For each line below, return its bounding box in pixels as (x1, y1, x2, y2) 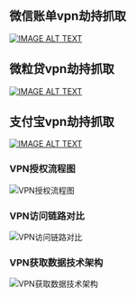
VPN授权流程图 (9, 163, 77, 175)
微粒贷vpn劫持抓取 (9, 61, 114, 76)
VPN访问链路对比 (9, 210, 86, 222)
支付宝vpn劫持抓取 (9, 114, 114, 130)
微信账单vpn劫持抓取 (9, 8, 126, 24)
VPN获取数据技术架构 (9, 256, 104, 268)
